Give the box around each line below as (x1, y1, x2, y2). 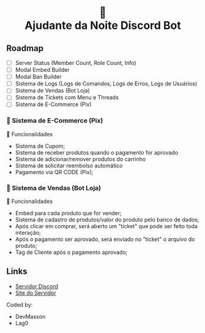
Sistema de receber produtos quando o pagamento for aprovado (15, 148, 179, 156)
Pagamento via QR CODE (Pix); (15, 168, 94, 175)
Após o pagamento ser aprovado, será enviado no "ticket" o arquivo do (15, 235, 195, 243)
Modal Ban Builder (15, 73, 62, 80)
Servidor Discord (15, 282, 58, 290)
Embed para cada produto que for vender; (15, 210, 122, 217)
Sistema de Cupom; (15, 142, 65, 150)
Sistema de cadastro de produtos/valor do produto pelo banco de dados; (15, 216, 199, 223)
